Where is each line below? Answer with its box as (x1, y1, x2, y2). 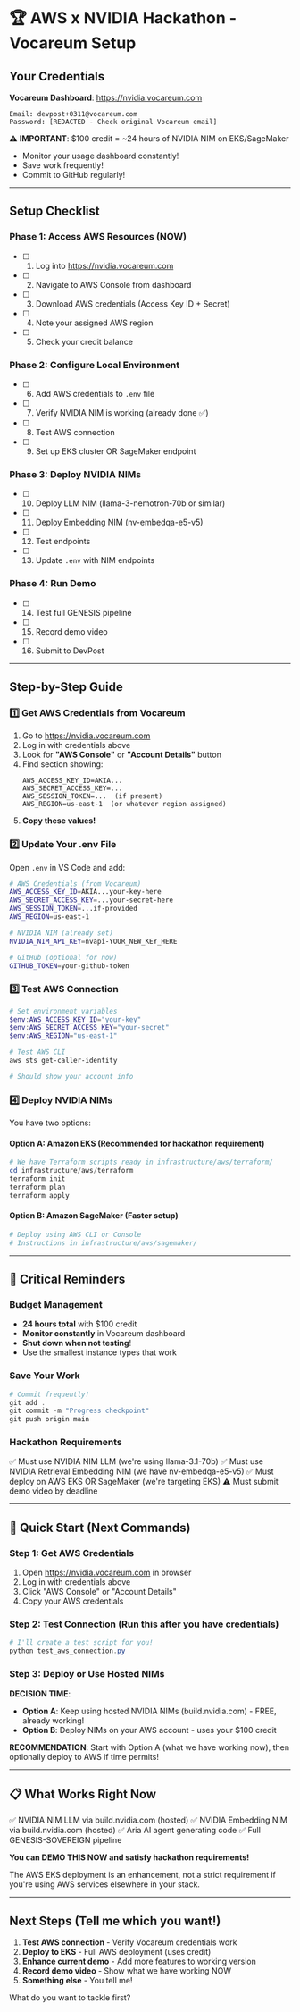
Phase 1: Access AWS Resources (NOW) (9, 231, 187, 243)
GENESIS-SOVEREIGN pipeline (9, 1835, 122, 1846)
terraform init (9, 1174, 66, 1183)
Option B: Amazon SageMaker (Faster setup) (9, 1210, 179, 1221)
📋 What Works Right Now (9, 1786, 157, 1802)
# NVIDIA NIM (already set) (9, 928, 114, 938)
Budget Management (9, 1299, 103, 1310)
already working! (21, 1714, 85, 1726)
